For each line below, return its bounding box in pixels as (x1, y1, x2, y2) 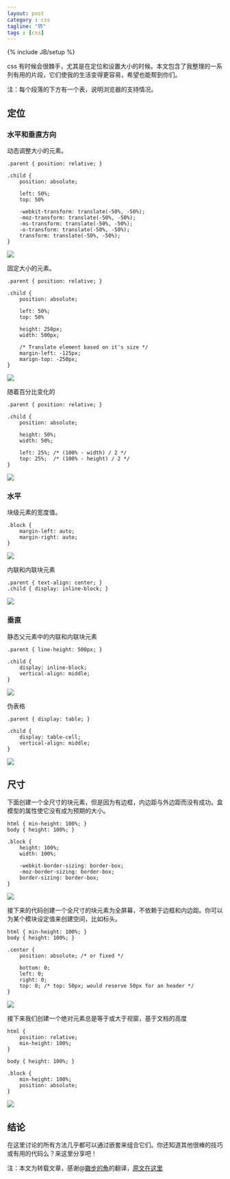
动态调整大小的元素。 (7, 146, 67, 154)
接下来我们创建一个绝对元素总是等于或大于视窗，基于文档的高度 (7, 1014, 187, 1023)
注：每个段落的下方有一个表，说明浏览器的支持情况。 (7, 85, 157, 93)
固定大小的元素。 (7, 264, 55, 272)
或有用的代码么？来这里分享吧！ (7, 1149, 97, 1158)
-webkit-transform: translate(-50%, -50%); (19, 208, 146, 215)
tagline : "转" (7, 23, 47, 30)
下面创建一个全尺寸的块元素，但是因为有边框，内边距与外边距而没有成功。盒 (7, 798, 223, 806)
